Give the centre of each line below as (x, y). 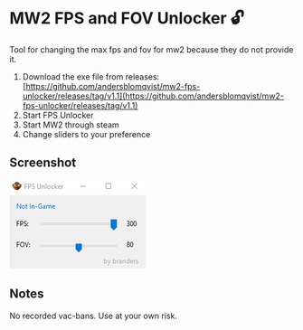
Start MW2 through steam (71, 125)
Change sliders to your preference (86, 134)
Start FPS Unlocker (58, 115)
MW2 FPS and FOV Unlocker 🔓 (127, 19)
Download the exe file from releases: (91, 76)
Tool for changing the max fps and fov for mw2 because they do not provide (151, 49)
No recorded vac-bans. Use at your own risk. (94, 316)
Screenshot (43, 163)
